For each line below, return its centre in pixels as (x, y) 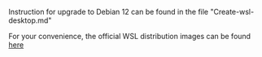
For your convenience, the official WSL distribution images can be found (129, 36)
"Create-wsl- (232, 12)
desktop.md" (30, 20)
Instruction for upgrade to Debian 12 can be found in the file (109, 12)
